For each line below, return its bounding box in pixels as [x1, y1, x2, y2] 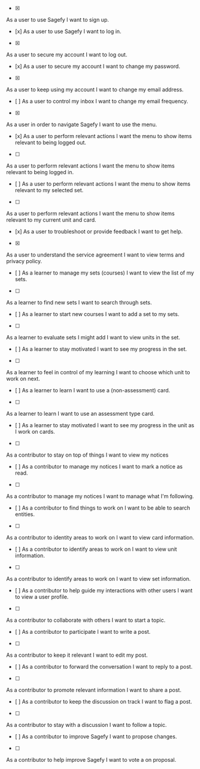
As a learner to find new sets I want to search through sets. [6, 299, 152, 306]
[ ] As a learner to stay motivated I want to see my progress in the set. [14, 345, 187, 353]
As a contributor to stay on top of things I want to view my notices [6, 451, 169, 458]
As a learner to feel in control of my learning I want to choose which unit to [6, 369, 190, 375]
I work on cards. [14, 428, 55, 435]
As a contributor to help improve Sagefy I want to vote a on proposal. [6, 756, 177, 763]
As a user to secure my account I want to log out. [6, 51, 128, 58]
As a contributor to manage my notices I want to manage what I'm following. [6, 493, 195, 500]
